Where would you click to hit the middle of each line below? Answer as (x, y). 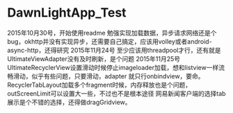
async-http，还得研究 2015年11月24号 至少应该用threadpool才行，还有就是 (114, 50)
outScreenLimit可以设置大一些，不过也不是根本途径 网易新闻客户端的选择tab (116, 93)
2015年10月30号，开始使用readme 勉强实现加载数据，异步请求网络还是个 (112, 33)
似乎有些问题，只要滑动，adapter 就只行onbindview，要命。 (118, 76)
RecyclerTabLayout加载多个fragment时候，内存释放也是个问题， (99, 85)
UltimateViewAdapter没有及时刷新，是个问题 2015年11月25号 (94, 59)
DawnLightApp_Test (67, 13)
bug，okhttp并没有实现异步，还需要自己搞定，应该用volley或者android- (110, 41)
